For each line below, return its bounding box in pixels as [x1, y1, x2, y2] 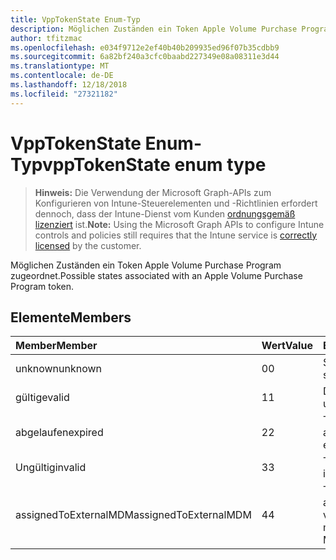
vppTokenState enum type [41, 153, 267, 176]
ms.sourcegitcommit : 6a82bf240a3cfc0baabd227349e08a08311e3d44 [10, 52, 280, 62]
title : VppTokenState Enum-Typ [10, 14, 141, 25]
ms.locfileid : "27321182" [10, 89, 118, 99]
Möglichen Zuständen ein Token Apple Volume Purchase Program [10, 259, 282, 271]
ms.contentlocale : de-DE [10, 71, 114, 81]
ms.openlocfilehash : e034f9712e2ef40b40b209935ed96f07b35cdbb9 [10, 42, 280, 53]
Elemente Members [10, 309, 132, 326]
